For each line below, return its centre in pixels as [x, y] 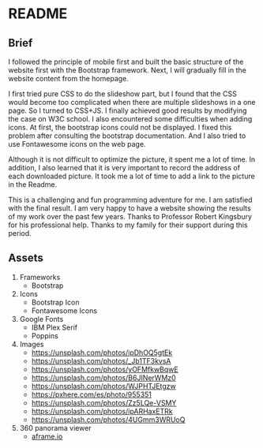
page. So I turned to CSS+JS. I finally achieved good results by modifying [128, 110]
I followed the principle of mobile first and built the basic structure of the [126, 62]
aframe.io [47, 436]
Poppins [45, 335]
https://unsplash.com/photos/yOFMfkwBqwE [105, 369]
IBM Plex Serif [54, 327]
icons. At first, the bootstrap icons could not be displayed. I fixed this [120, 127]
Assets [26, 258]
